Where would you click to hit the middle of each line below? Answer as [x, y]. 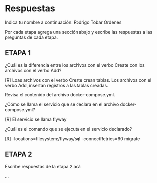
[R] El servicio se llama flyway [36, 119]
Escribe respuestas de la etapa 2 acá [43, 166]
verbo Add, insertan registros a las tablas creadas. [57, 85]
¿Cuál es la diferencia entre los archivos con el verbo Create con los [75, 65]
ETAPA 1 [18, 53]
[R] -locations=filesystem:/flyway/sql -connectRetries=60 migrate [73, 138]
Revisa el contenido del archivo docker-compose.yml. [60, 94]
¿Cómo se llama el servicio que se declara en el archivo [62, 104]
